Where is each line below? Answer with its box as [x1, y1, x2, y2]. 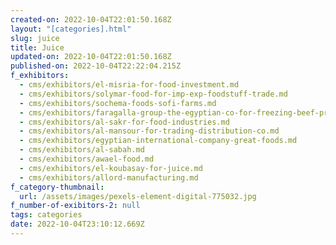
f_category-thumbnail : [10, 182, 105, 192]
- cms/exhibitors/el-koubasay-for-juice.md [19, 163, 203, 173]
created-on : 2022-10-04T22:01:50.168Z [10, 14, 172, 25]
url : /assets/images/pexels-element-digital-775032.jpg [19, 191, 257, 201]
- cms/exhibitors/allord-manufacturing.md [19, 172, 199, 183]
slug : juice [10, 33, 60, 43]
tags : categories [10, 210, 83, 220]
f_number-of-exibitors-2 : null [10, 201, 141, 211]
